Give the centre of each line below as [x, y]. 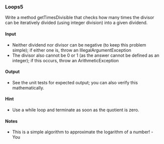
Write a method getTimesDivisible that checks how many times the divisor [80, 18]
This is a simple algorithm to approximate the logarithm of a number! [81, 132]
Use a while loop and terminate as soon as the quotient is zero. [76, 110]
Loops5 [14, 7]
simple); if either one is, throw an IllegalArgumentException [71, 50]
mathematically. [28, 88]
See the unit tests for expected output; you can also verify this [75, 82]
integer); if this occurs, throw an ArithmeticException [65, 60]
